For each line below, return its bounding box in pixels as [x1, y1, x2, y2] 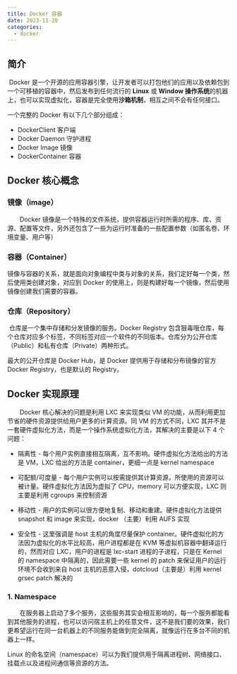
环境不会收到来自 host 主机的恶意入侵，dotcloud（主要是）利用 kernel [17, 565, 222, 574]
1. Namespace [7, 592, 57, 602]
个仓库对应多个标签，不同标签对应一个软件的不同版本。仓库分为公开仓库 [7, 332, 217, 341]
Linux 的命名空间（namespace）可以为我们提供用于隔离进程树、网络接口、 [7, 650, 226, 658]
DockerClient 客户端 [17, 126, 76, 134]
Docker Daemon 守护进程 [17, 135, 92, 143]
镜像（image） [7, 198, 59, 207]
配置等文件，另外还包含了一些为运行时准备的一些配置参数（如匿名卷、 [19, 224, 224, 232]
